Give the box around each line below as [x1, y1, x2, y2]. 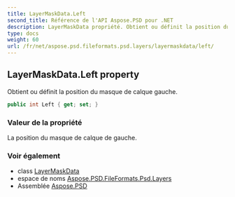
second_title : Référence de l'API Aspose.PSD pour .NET [7, 17, 173, 24]
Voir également [7, 151, 61, 161]
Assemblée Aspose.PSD [17, 182, 87, 190]
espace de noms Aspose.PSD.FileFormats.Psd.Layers [17, 175, 172, 183]
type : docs [7, 29, 39, 37]
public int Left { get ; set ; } [7, 101, 99, 108]
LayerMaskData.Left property [7, 69, 140, 81]
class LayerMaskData [17, 167, 80, 175]
